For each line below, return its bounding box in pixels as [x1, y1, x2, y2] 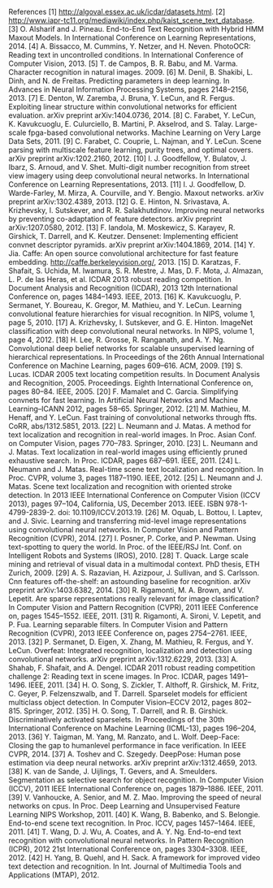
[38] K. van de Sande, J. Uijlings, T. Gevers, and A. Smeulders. [8, 767, 218, 776]
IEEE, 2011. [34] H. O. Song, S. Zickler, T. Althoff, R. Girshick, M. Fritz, [28, 680, 259, 690]
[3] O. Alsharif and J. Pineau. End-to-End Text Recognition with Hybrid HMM [8, 24, 264, 33]
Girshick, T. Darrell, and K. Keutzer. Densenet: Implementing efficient [8, 232, 239, 240]
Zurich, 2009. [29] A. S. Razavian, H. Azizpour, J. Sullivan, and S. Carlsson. [8, 568, 260, 578]
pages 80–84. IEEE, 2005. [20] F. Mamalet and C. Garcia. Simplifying [8, 387, 239, 396]
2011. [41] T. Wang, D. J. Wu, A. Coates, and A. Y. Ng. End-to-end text [8, 827, 241, 836]
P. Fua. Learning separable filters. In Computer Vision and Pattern [8, 620, 228, 629]
